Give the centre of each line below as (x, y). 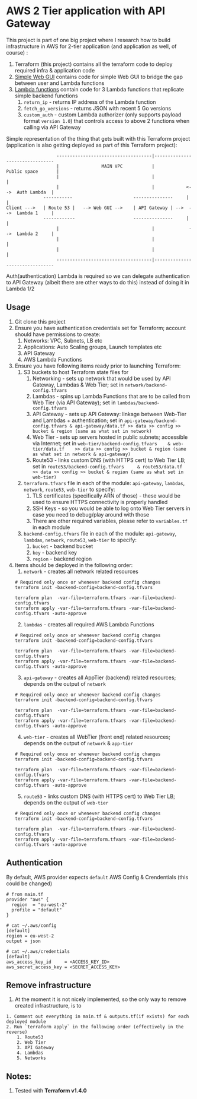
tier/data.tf (49, 449)
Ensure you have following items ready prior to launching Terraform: (98, 366)
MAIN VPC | (128, 166)
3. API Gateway (35, 1048)
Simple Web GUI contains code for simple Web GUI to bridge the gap (99, 77)
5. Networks (31, 1058)
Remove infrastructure (49, 985)
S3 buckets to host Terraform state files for (76, 372)
